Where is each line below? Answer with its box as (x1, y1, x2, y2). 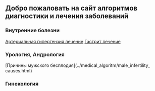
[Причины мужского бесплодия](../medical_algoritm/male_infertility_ (5, 62, 150, 68)
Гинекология (5, 80, 39, 87)
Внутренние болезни (5, 27, 60, 34)
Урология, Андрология (5, 51, 65, 58)
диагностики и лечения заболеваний (5, 12, 129, 21)
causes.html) (5, 67, 32, 73)
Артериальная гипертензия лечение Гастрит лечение (5, 38, 121, 44)
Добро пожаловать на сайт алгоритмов (5, 4, 138, 13)
